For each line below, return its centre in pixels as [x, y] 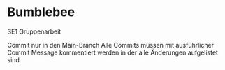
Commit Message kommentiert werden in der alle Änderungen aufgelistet [113, 52]
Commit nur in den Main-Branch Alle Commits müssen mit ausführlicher [111, 45]
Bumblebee [41, 12]
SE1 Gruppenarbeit [34, 31]
